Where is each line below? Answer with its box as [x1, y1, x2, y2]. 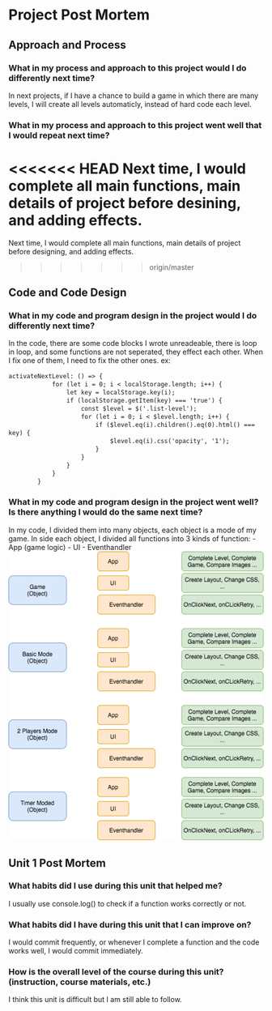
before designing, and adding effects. [8, 246, 134, 256]
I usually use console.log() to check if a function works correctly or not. [8, 898, 247, 908]
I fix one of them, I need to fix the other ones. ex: [8, 356, 172, 365]
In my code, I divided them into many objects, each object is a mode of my [8, 525, 257, 535]
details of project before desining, [8, 194, 241, 212]
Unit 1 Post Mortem [8, 856, 107, 870]
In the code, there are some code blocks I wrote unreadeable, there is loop [8, 339, 257, 348]
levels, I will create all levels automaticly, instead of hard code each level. [8, 99, 253, 109]
